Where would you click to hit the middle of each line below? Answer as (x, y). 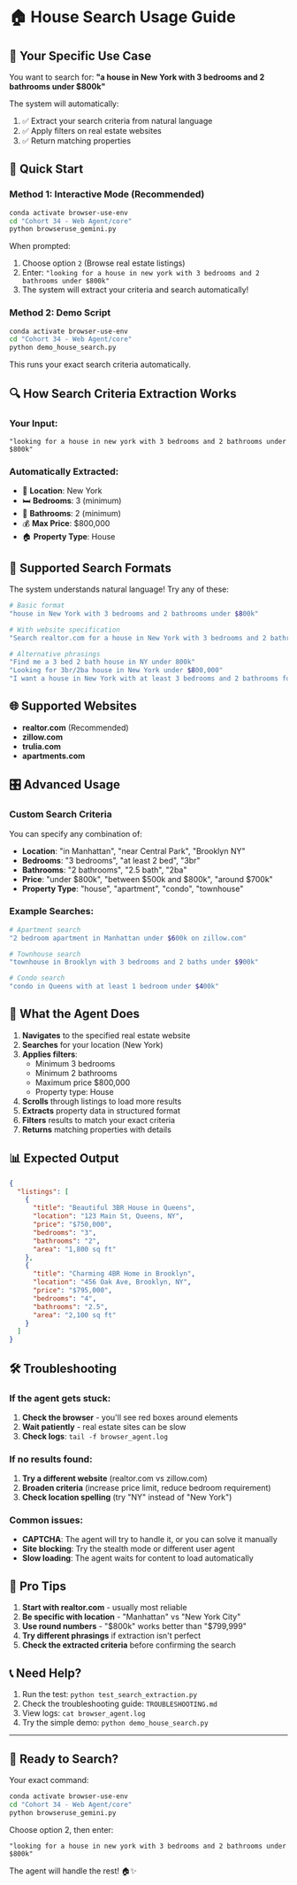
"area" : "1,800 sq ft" (74, 1249)
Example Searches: (52, 911)
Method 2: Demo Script (60, 313)
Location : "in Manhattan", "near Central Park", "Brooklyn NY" (133, 850)
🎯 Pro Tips (38, 1586)
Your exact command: (49, 1780)
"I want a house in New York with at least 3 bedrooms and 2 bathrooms (144, 679)
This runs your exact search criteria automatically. (100, 365)
